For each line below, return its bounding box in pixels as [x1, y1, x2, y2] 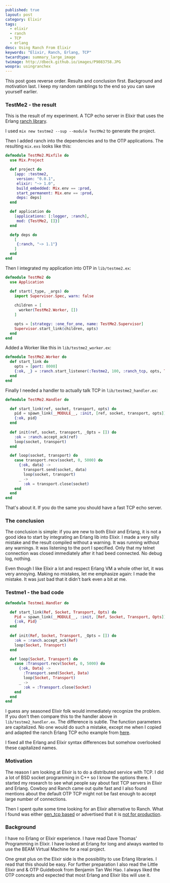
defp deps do [10, 232, 37, 237]
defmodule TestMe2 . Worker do [5, 354, 67, 360]
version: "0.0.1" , [16, 176, 56, 181]
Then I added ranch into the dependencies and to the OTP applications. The [5, 138, 163, 144]
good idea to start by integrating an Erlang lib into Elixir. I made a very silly [5, 534, 159, 540]
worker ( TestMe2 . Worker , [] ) [18, 308, 78, 313]
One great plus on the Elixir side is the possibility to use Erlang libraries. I [5, 856, 157, 862]
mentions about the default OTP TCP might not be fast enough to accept [5, 790, 156, 796]
